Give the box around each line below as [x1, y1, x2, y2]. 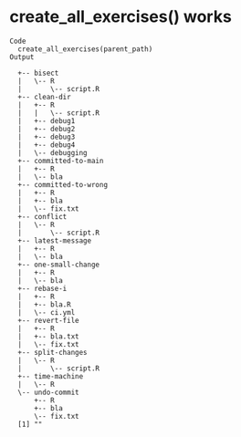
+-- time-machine [17, 371, 84, 380]
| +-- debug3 [17, 132, 76, 141]
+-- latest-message [17, 235, 92, 245]
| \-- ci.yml [17, 307, 76, 317]
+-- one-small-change [17, 260, 100, 269]
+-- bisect [17, 68, 59, 78]
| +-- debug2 [17, 124, 76, 133]
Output [9, 52, 35, 61]
